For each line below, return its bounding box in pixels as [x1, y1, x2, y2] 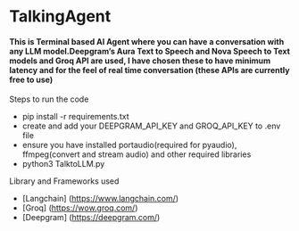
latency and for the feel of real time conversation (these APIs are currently [9, 64, 290, 75]
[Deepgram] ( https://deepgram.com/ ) [21, 212, 161, 223]
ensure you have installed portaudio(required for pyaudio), [21, 140, 237, 151]
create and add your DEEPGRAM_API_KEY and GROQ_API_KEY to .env [21, 120, 281, 131]
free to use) [9, 74, 54, 85]
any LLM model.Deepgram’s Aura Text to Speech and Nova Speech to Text [9, 45, 290, 56]
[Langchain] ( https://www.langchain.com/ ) [21, 194, 179, 204]
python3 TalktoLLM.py [21, 159, 105, 169]
